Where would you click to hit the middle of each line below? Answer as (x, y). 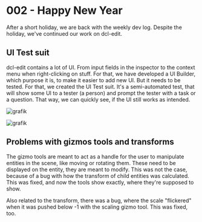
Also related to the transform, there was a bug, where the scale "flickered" (99, 200)
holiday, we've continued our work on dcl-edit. (64, 33)
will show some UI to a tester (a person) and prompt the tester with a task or (101, 93)
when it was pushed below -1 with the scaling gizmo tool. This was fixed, (97, 207)
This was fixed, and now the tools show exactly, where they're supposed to (100, 182)
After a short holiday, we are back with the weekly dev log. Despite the (94, 27)
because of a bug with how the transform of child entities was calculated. (98, 175)
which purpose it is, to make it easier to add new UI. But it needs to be (93, 80)
